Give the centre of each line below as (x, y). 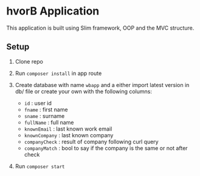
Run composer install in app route (58, 73)
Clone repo (29, 61)
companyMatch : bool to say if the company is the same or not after (106, 148)
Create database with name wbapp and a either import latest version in (102, 85)
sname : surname (44, 116)
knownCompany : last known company (69, 135)
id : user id (38, 103)
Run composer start (40, 166)
